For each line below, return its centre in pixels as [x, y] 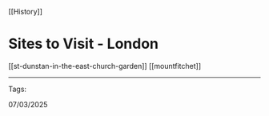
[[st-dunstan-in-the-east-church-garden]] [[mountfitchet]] [105, 66]
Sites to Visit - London [83, 44]
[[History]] [25, 12]
